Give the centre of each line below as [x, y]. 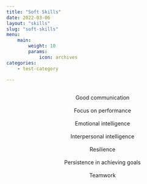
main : [24, 40]
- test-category [38, 69]
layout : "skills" [28, 23]
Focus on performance [102, 111]
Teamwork [102, 175]
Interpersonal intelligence [102, 136]
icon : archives [58, 57]
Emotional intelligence [102, 124]
